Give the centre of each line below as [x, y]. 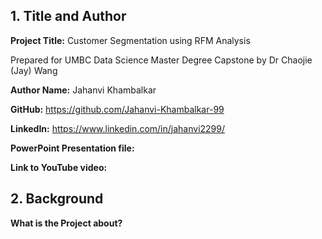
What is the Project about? [66, 223]
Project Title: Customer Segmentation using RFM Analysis [130, 40]
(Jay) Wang [34, 70]
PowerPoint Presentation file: [72, 148]
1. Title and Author [68, 16]
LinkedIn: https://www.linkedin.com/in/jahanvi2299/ [118, 128]
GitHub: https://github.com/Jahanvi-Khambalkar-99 [117, 109]
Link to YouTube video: [59, 167]
